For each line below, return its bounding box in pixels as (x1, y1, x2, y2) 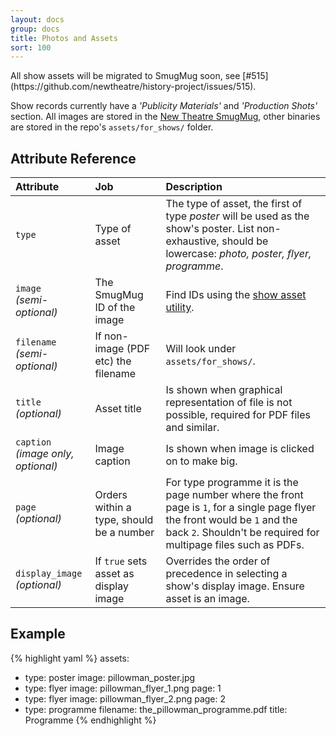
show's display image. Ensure (165, 579, 305, 593)
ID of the (94, 301, 136, 315)
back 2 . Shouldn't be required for (165, 526, 320, 540)
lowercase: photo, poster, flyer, (165, 247, 312, 261)
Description (165, 180, 223, 194)
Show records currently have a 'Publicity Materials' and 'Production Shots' (10, 100, 318, 112)
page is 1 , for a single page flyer (165, 501, 317, 515)
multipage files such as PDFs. (165, 538, 305, 552)
